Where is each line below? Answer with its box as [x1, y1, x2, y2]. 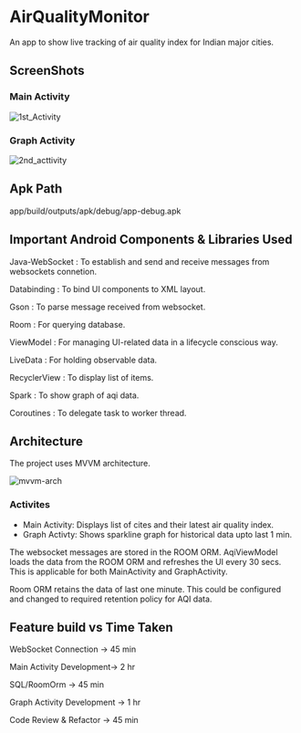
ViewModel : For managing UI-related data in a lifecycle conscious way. [9, 336, 278, 348]
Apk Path [9, 181, 63, 197]
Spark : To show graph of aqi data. [9, 390, 140, 401]
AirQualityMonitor [9, 6, 150, 27]
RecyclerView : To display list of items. [9, 372, 154, 382]
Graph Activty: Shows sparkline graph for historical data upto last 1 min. [22, 529, 293, 539]
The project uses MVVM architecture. [9, 458, 150, 469]
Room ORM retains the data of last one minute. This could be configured [9, 583, 281, 594]
